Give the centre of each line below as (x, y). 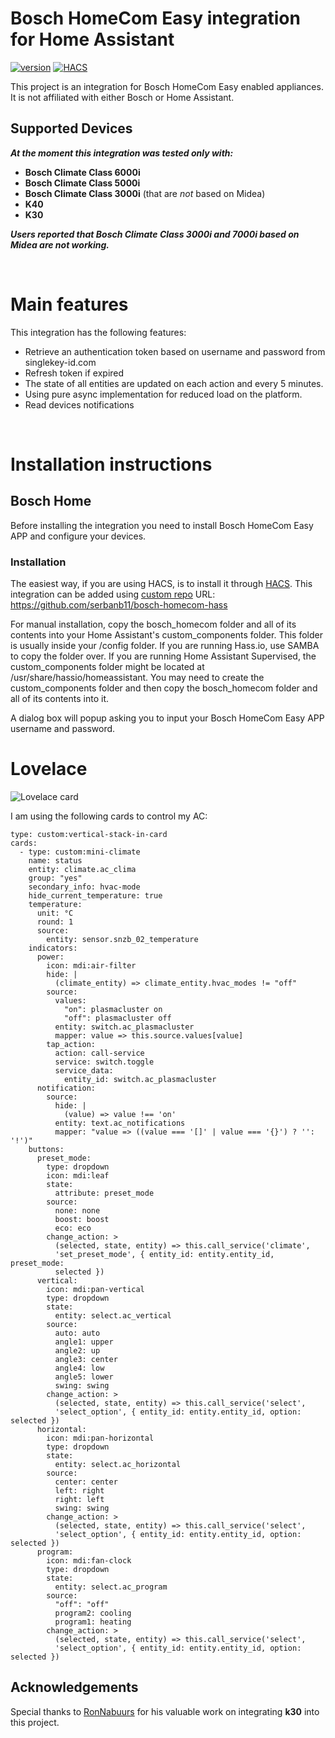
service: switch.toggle (104, 1062)
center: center (86, 1482)
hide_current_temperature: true (95, 895)
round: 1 (55, 922)
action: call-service (99, 1053)
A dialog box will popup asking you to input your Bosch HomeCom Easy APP (167, 718)
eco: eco (73, 1228)
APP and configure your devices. (78, 536)
